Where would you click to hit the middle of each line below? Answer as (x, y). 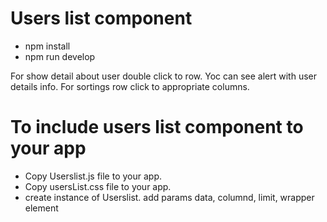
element (41, 208)
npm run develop (60, 56)
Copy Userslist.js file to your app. (93, 176)
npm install (47, 46)
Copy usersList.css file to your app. (98, 186)
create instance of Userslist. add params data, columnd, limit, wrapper (169, 197)
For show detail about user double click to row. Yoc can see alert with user (163, 76)
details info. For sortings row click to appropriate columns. (130, 86)
